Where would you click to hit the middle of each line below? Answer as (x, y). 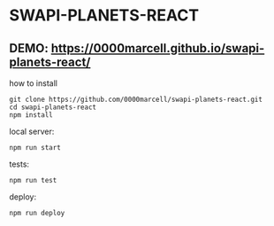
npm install (31, 115)
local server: (32, 131)
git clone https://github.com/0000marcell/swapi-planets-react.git (136, 99)
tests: (19, 164)
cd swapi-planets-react (53, 107)
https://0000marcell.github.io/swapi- (158, 48)
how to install (33, 83)
